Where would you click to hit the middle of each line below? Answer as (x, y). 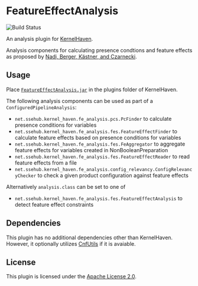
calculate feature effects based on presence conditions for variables (98, 137)
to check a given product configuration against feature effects (113, 175)
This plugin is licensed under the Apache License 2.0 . (72, 277)
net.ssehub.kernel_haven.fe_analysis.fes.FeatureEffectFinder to (96, 131)
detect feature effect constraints (54, 204)
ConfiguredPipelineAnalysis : (41, 107)
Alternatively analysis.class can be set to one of (66, 187)
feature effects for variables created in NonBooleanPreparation (91, 150)
